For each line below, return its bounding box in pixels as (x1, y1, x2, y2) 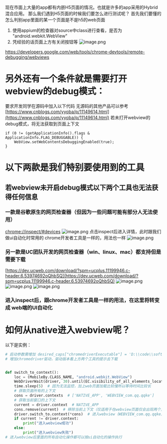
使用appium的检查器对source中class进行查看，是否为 (12, 27, 123, 33)
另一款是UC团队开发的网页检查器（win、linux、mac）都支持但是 (5, 248, 162, 255)
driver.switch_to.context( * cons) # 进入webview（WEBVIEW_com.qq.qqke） (14, 412, 165, 417)
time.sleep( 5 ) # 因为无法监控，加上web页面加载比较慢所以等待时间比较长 (14, 384, 152, 389)
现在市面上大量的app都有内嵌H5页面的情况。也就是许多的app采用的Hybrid (5, 4, 158, 10)
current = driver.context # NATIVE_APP (14, 402, 99, 407)
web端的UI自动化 (11, 304, 53, 311)
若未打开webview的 (110, 114, 151, 121)
